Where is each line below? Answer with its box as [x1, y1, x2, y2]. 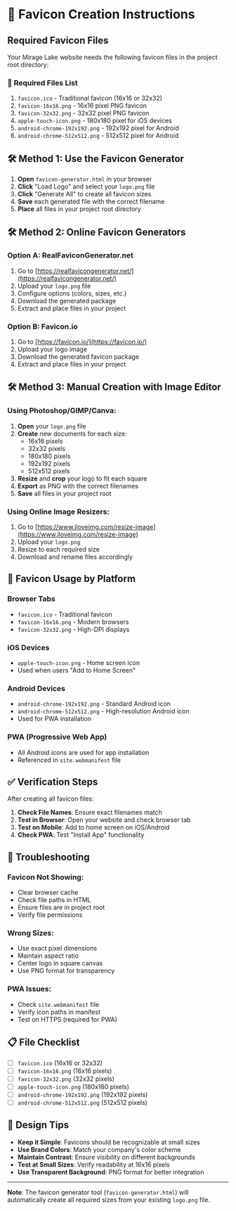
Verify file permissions [17, 911, 83, 919]
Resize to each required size [17, 545, 100, 554]
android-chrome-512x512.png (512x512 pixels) [17, 1098, 147, 1107]
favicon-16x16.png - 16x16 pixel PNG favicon [17, 101, 147, 110]
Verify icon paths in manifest [17, 1008, 100, 1016]
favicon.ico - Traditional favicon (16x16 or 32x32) [17, 94, 163, 103]
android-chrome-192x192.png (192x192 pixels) [17, 1090, 148, 1098]
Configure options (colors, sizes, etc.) [17, 289, 127, 298]
